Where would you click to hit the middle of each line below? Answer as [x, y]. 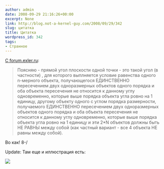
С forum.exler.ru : [22, 60]
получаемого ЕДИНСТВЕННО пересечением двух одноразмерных [88, 106]
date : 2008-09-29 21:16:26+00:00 [39, 14]
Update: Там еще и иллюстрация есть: [46, 152]
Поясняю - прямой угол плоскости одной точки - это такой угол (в [88, 70]
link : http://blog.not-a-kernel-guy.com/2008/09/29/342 [64, 23]
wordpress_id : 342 [24, 37]
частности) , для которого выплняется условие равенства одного [86, 75]
